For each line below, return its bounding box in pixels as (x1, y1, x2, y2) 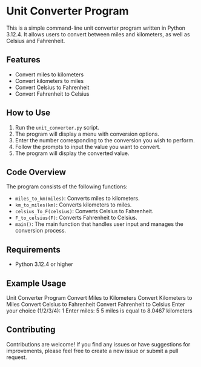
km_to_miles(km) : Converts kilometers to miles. (15, 201, 132, 208)
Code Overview (6, 167, 67, 177)
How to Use (6, 108, 51, 118)
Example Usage (6, 278, 67, 288)
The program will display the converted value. (15, 150, 130, 157)
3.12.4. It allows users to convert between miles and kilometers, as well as (6, 30, 190, 38)
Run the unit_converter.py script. (15, 124, 100, 131)
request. (6, 353, 27, 361)
